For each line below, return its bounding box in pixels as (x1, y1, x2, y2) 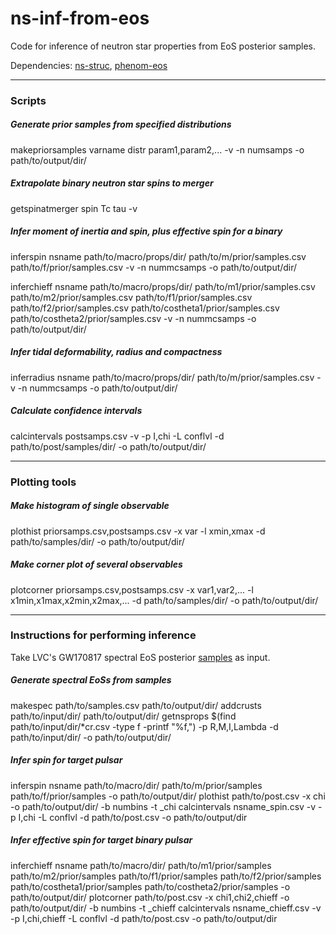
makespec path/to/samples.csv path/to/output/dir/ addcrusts (10, 699, 262, 711)
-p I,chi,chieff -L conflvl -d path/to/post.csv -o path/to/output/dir (10, 912, 278, 924)
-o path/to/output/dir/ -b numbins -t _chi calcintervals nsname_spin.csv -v (10, 800, 317, 812)
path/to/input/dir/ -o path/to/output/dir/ (10, 731, 172, 743)
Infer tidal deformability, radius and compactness (10, 346, 223, 358)
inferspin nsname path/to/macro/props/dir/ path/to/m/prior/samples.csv (10, 250, 307, 262)
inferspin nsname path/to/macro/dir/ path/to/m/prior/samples (10, 779, 263, 791)
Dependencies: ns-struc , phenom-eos (10, 59, 168, 71)
